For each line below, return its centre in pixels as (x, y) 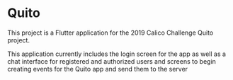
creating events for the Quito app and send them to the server (98, 69)
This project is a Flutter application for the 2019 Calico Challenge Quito (110, 33)
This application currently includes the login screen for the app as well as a (117, 54)
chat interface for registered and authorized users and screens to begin (112, 61)
